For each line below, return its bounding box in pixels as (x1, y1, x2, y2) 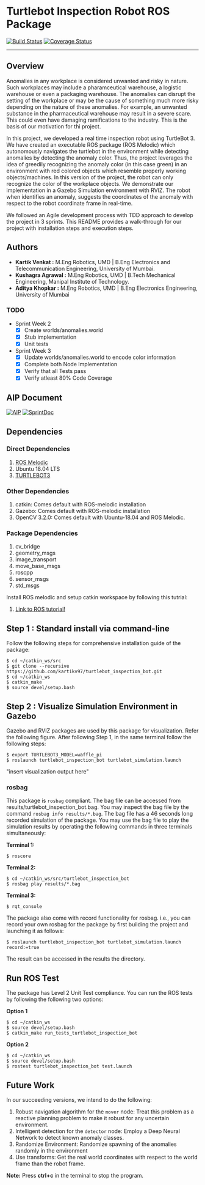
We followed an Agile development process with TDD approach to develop (6, 211, 193, 218)
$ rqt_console (6, 904, 43, 910)
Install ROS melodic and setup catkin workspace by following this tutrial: (6, 594, 188, 601)
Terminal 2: (6, 864, 36, 871)
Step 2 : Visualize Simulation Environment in (6, 701, 178, 712)
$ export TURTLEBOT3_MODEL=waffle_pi (6, 752, 103, 758)
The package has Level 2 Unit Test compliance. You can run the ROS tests (6, 989, 193, 997)
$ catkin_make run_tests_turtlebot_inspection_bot (6, 1030, 138, 1036)
